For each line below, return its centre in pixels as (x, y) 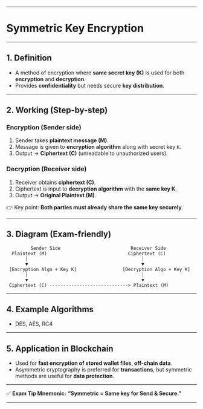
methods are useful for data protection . (65, 376)
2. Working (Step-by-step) (57, 110)
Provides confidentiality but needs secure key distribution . (89, 85)
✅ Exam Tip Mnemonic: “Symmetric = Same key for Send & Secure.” (94, 393)
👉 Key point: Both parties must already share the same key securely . (95, 207)
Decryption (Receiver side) (47, 169)
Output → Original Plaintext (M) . (56, 195)
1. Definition (29, 58)
